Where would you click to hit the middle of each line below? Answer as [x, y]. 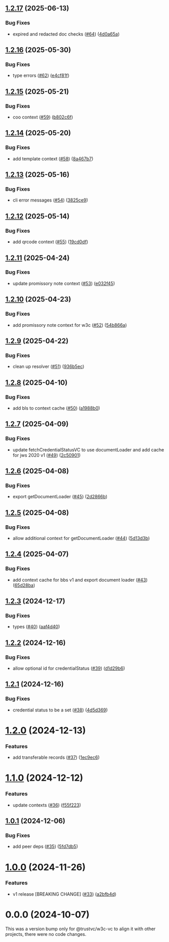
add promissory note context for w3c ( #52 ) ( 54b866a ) [70, 325]
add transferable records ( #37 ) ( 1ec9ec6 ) [56, 757]
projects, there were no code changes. [46, 934]
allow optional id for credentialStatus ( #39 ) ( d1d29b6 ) [69, 668]
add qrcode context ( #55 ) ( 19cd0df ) [50, 242]
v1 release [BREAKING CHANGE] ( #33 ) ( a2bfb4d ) [64, 894]
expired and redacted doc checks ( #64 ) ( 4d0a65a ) [66, 34]
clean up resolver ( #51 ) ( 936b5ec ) [48, 366]
